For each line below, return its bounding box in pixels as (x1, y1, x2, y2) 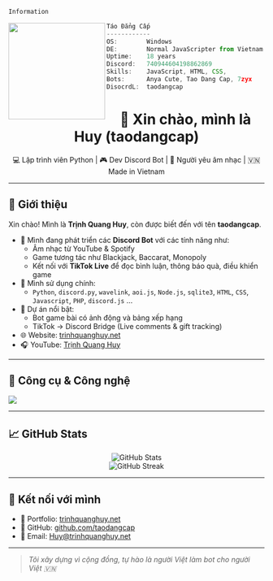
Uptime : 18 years (106, 53, 176, 61)
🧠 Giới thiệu (8, 197, 67, 211)
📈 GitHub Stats (8, 427, 88, 440)
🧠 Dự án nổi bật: (19, 304, 75, 314)
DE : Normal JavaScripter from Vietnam (106, 45, 263, 53)
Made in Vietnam (108, 167, 165, 176)
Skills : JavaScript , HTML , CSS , (106, 67, 227, 76)
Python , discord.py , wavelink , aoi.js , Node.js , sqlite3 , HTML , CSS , (32, 287, 249, 297)
